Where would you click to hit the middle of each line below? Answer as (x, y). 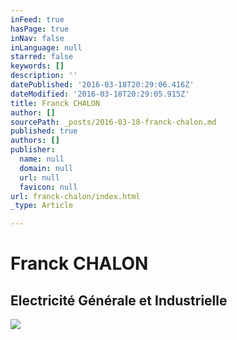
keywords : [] (37, 66)
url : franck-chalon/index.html (75, 196)
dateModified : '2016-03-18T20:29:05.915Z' (100, 94)
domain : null (46, 168)
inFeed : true (37, 19)
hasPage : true (40, 29)
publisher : (33, 150)
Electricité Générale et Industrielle (119, 300)
